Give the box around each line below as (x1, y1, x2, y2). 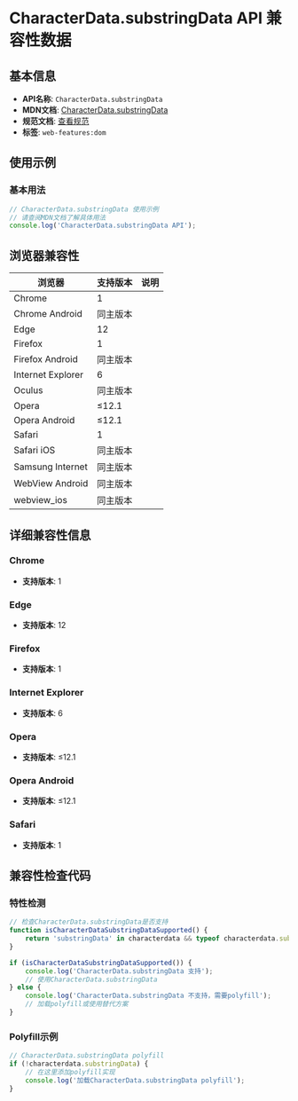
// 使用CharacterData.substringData (25, 975, 158, 984)
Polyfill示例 (9, 1030, 59, 1042)
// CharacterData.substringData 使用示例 (9, 205, 160, 214)
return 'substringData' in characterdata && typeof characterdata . (25, 934, 279, 943)
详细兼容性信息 (9, 527, 91, 542)
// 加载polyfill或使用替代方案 (25, 1000, 129, 1009)
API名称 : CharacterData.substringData (21, 94, 163, 104)
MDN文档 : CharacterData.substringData (21, 105, 169, 115)
